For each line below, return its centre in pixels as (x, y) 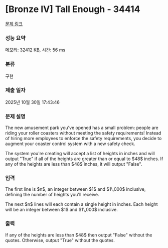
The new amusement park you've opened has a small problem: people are (82, 128)
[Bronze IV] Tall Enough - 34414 (73, 9)
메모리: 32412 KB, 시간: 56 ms (35, 50)
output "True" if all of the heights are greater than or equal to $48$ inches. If (84, 159)
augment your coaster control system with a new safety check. (70, 144)
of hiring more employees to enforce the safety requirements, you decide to (83, 139)
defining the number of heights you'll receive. (52, 195)
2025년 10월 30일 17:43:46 (33, 102)
